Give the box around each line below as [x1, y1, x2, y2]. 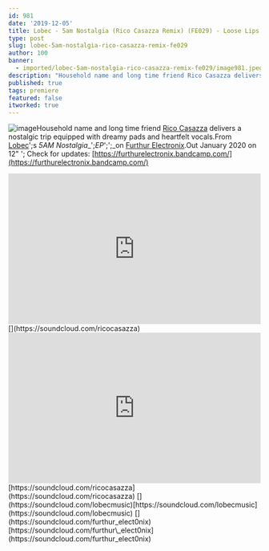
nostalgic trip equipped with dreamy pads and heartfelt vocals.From [8, 132, 232, 141]
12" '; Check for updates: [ [8, 149, 95, 159]
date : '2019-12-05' [8, 19, 74, 27]
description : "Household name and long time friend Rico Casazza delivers [8, 71, 263, 80]
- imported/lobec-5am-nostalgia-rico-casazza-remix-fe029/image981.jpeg [15, 64, 263, 72]
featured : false [8, 94, 62, 102]
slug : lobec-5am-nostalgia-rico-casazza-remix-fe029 [8, 42, 188, 50]
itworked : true [8, 101, 59, 109]
